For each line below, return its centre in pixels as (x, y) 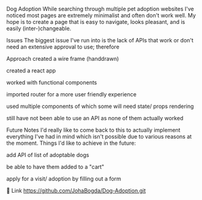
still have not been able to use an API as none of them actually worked (95, 118)
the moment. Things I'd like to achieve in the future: (71, 143)
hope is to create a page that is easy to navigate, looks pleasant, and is (96, 22)
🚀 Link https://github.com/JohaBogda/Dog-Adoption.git (76, 190)
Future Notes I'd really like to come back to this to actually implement (93, 130)
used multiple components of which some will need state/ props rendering (100, 106)
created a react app (31, 71)
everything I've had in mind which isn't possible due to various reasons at (99, 137)
